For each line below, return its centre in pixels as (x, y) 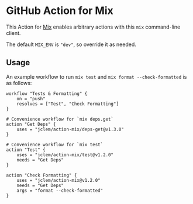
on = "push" (31, 99)
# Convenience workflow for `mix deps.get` (60, 119)
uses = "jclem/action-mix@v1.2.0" (58, 180)
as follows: (19, 83)
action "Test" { (26, 150)
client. (13, 33)
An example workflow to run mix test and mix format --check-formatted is (96, 76)
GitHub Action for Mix (60, 11)
